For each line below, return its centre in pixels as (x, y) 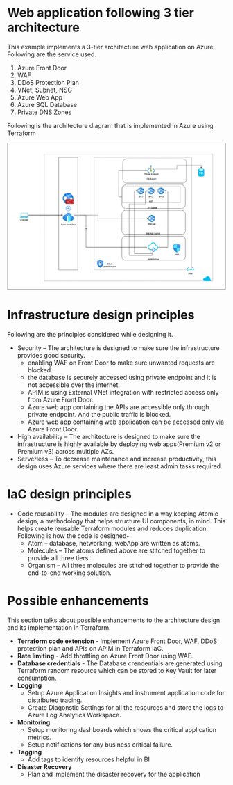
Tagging (29, 752)
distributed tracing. (55, 700)
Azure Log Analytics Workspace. (74, 715)
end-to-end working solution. (70, 573)
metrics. (39, 737)
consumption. (37, 678)
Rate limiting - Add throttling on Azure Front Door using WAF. (105, 656)
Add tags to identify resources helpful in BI (89, 759)
